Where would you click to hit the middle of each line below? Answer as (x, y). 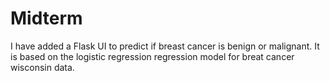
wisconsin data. (42, 67)
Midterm (46, 18)
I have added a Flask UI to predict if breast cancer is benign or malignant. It (165, 46)
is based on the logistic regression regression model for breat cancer (152, 56)
